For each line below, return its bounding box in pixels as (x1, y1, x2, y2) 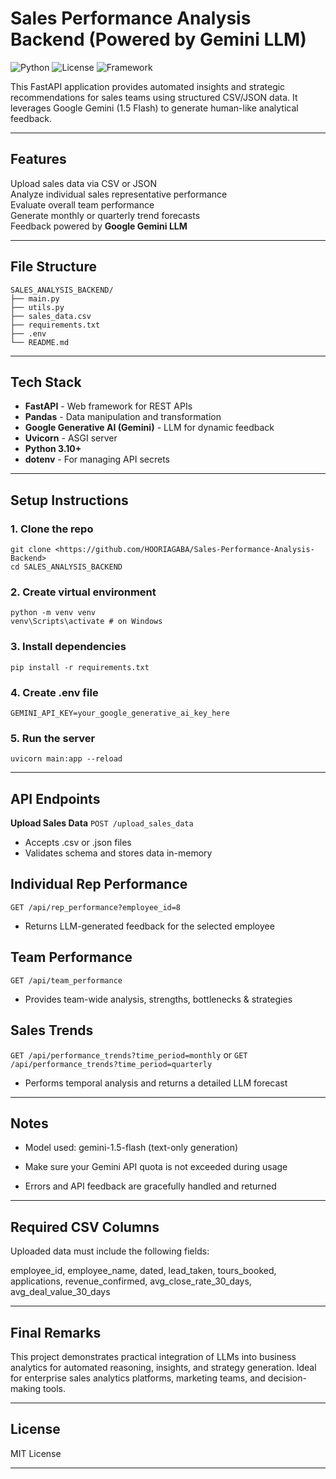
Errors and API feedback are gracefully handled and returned (24, 1180, 277, 1192)
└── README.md (10, 337, 70, 347)
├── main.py (10, 293, 60, 304)
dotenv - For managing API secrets (24, 453, 170, 466)
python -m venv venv (10, 608, 97, 618)
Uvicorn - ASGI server (24, 432, 118, 444)
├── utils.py (10, 302, 65, 312)
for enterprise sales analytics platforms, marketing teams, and (10, 1372, 266, 1384)
